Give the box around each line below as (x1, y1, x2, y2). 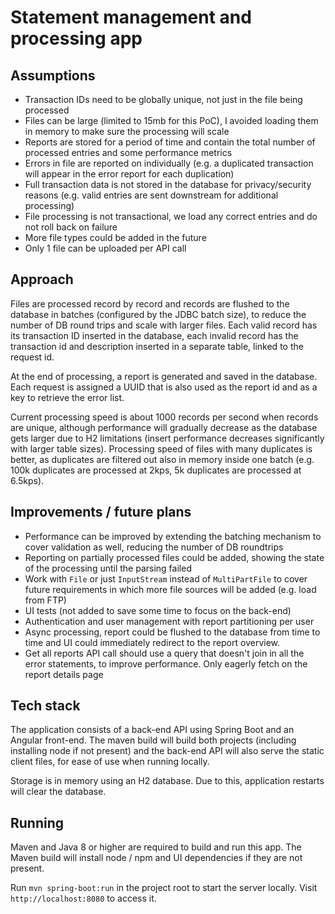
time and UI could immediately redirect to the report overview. (24, 636, 281, 648)
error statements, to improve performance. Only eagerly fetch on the (24, 657, 308, 670)
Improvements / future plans (10, 504, 192, 521)
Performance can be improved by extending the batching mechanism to (24, 530, 322, 542)
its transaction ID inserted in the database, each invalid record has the (10, 329, 299, 341)
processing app (10, 27, 143, 50)
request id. (10, 351, 55, 363)
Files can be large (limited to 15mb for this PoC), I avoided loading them (24, 115, 319, 126)
